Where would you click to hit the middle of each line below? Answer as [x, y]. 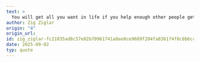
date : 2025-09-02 [28, 45]
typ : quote [20, 50]
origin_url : [21, 34]
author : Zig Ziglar [30, 22]
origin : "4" [21, 28]
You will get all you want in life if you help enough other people [98, 17]
